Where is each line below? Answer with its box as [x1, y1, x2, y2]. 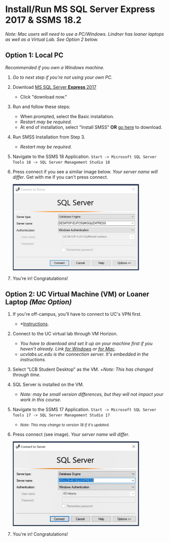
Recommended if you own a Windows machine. [5, 64, 105, 70]
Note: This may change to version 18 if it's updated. [20, 423, 110, 428]
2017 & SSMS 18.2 [5, 14, 82, 26]
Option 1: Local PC [5, 51, 64, 60]
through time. [12, 372, 41, 378]
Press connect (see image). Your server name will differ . [12, 431, 130, 437]
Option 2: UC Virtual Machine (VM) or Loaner [5, 289, 150, 299]
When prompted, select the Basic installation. [20, 113, 115, 119]
